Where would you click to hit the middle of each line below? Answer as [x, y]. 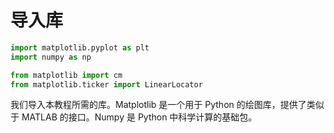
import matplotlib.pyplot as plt [80, 47]
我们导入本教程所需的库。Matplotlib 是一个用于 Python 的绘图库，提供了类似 [167, 105]
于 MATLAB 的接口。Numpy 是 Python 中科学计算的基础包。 [134, 117]
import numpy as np [51, 57]
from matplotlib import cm [66, 75]
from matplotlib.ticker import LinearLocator [106, 84]
